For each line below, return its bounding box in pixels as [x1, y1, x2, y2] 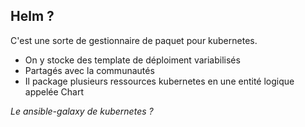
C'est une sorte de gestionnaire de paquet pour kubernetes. [10, 34, 258, 46]
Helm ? [10, 8, 55, 25]
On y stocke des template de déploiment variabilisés [24, 54, 241, 66]
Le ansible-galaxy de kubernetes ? [10, 105, 154, 117]
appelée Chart [24, 85, 85, 98]
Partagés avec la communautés [24, 64, 155, 76]
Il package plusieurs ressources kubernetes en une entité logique [24, 75, 295, 87]
